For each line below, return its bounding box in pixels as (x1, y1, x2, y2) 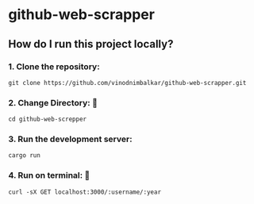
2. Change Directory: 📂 (8, 97, 98, 108)
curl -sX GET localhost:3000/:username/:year (8, 188, 161, 196)
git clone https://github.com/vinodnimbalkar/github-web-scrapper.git (8, 79, 247, 87)
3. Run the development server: (8, 133, 133, 144)
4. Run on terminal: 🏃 (8, 170, 90, 181)
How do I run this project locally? (8, 37, 174, 51)
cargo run (8, 152, 41, 160)
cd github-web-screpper (8, 115, 87, 124)
